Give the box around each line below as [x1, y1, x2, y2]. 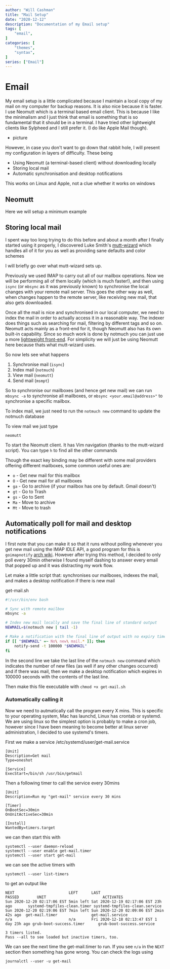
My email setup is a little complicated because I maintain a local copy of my [5, 98, 163, 104]
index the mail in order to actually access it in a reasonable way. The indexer [5, 315, 164, 321]
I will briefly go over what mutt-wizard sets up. [5, 262, 102, 269]
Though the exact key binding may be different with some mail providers [5, 457, 156, 463]
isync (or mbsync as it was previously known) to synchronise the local [5, 283, 149, 289]
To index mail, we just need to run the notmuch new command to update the [5, 408, 161, 414]
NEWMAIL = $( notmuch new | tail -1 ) [5, 625, 78, 630]
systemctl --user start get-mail [5, 853, 76, 858]
